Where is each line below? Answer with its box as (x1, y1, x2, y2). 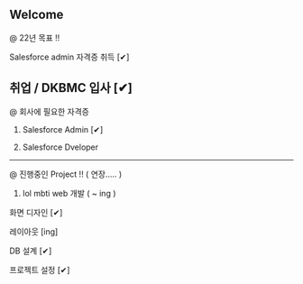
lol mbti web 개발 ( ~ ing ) (22, 188, 116, 198)
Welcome (9, 7, 64, 23)
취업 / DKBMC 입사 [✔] (9, 80, 133, 96)
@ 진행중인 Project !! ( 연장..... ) (9, 169, 123, 179)
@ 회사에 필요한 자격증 (9, 105, 90, 116)
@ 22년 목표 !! (9, 32, 60, 43)
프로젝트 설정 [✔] (9, 264, 70, 275)
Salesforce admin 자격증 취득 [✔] (9, 51, 130, 62)
